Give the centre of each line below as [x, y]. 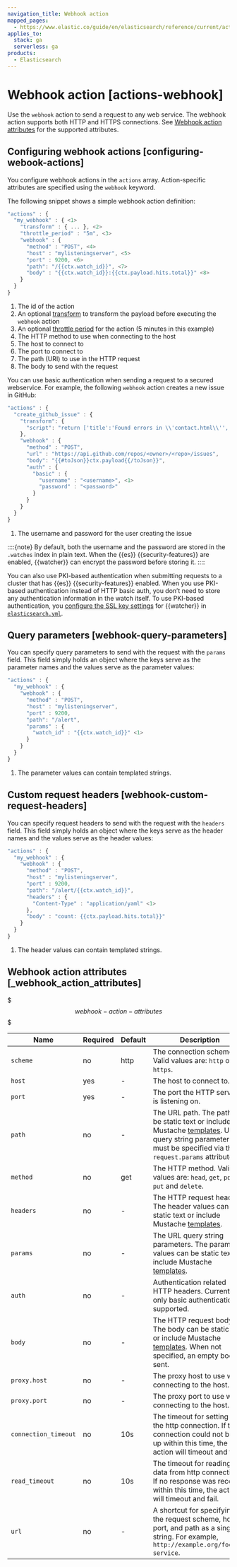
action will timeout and [190, 1452]
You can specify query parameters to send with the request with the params [116, 652]
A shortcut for [176, 1510]
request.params [178, 1157]
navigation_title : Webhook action [58, 14]
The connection [179, 1052]
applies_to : [25, 34]
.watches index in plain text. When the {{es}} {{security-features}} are [108, 554]
